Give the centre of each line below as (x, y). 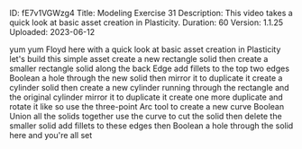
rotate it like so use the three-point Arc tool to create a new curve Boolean (147, 106)
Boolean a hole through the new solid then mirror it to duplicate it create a (146, 78)
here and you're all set (51, 135)
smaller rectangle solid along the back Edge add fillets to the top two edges (150, 68)
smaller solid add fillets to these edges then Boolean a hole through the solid (151, 126)
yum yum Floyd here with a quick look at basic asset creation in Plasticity (145, 49)
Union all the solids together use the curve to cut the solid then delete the (146, 116)
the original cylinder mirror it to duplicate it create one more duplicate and (146, 97)
